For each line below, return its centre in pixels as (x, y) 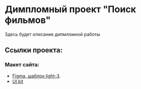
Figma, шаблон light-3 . (36, 76)
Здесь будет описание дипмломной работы (52, 34)
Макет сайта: (22, 65)
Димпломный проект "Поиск (70, 9)
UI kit (18, 81)
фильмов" (28, 20)
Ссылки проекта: (34, 50)
